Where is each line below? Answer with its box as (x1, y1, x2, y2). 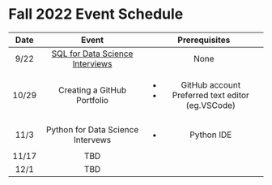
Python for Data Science (45, 123, 139, 135)
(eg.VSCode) (185, 99, 236, 110)
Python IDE (189, 129, 232, 140)
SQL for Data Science (51, 48, 134, 59)
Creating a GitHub (57, 84, 127, 96)
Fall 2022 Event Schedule (8, 5, 184, 24)
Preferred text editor (172, 89, 249, 101)
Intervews (73, 134, 112, 145)
